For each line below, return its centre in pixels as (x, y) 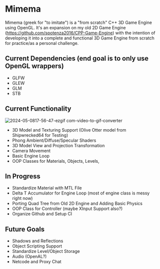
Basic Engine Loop (31, 156)
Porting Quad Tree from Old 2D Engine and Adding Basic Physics (77, 204)
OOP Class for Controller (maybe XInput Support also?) (67, 209)
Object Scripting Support (37, 246)
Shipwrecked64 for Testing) (40, 135)
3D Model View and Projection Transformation (58, 145)
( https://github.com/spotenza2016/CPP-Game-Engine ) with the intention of (80, 33)
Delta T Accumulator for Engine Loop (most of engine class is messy (81, 193)
